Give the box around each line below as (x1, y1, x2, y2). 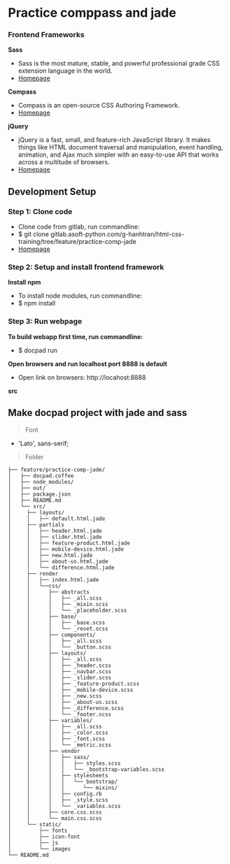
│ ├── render (8, 570, 59, 577)
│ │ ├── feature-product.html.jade (8, 540, 131, 547)
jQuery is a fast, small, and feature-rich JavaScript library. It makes (17, 136, 211, 144)
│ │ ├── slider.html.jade (8, 533, 102, 540)
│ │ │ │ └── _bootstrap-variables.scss (8, 765, 165, 773)
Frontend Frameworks (8, 30, 85, 40)
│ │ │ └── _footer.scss (8, 711, 112, 718)
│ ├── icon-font (8, 833, 80, 840)
